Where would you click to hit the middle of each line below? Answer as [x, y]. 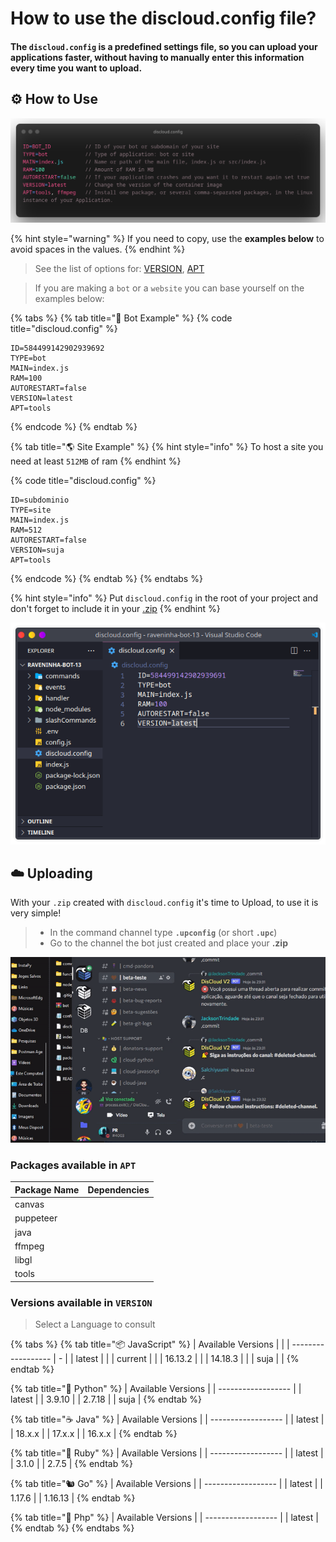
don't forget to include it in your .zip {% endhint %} [115, 609]
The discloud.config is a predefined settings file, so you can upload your [164, 46]
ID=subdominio [40, 500]
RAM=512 [26, 530]
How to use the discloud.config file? [163, 18]
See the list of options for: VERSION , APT [119, 269]
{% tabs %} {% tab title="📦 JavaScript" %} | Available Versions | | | [150, 1344]
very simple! [36, 913]
